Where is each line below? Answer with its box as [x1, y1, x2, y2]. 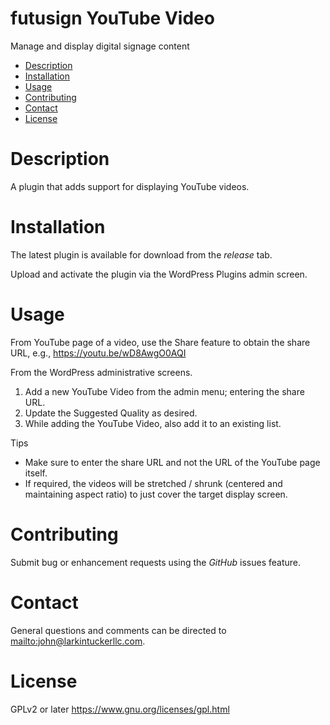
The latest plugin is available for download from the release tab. [10, 248, 273, 261]
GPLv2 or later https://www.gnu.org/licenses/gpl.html [10, 703, 230, 715]
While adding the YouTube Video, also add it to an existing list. [24, 417, 282, 429]
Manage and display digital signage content [10, 40, 190, 52]
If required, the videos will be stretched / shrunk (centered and [24, 477, 283, 489]
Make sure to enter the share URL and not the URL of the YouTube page [24, 456, 321, 468]
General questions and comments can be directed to [10, 624, 227, 636]
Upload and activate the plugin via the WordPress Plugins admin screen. [10, 268, 308, 280]
